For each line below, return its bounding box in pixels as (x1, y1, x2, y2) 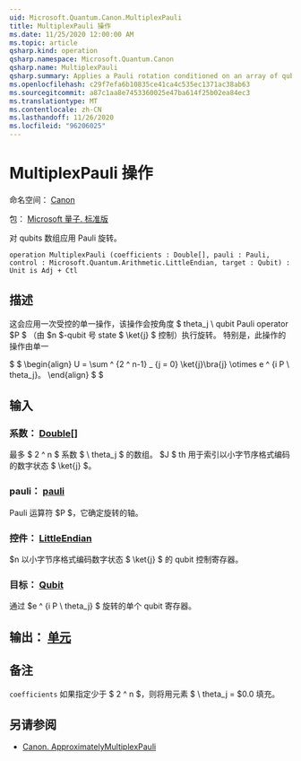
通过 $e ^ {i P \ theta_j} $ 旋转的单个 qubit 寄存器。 (9, 600, 197, 611)
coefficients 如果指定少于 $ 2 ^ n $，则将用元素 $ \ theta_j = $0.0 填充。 (9, 688, 280, 699)
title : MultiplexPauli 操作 (9, 22, 112, 31)
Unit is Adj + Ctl (9, 266, 78, 275)
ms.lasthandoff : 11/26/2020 (9, 113, 115, 122)
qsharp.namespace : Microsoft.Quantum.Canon (9, 55, 175, 64)
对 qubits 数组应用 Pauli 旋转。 (9, 232, 123, 243)
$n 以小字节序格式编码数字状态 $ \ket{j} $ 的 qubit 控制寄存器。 (9, 554, 244, 565)
